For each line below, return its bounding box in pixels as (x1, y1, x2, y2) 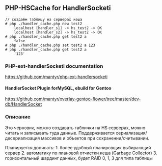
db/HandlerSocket (5, 101, 42, 107)
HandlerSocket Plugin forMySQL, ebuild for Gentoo (5, 85, 111, 91)
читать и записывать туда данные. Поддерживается (5, 130, 115, 136)
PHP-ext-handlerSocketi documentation (5, 62, 104, 69)
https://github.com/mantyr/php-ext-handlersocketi (5, 74, 108, 80)
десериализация (5, 135, 40, 141)
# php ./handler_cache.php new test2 (5, 21, 82, 26)
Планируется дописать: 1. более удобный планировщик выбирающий (5, 144, 151, 150)
